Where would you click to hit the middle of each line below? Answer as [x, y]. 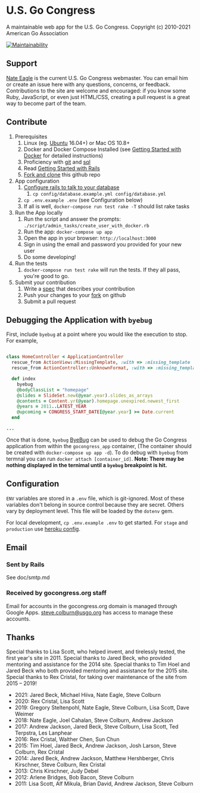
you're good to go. [46, 276]
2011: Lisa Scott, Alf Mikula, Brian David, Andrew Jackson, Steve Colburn [104, 784]
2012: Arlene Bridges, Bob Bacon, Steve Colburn [74, 777]
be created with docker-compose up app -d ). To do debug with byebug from [97, 452]
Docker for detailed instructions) [63, 155]
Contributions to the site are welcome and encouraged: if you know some [96, 91]
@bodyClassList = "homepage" [53, 390]
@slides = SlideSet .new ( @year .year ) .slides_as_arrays [85, 395]
